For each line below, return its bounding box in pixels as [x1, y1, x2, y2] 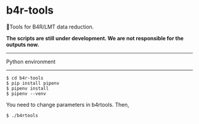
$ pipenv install [6, 85, 49, 91]
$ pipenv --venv [6, 90, 46, 97]
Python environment [6, 58, 56, 65]
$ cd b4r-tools [6, 75, 44, 81]
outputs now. [6, 41, 40, 48]
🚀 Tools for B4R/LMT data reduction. [6, 23, 94, 30]
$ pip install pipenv [6, 80, 60, 86]
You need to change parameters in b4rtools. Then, [6, 101, 129, 108]
